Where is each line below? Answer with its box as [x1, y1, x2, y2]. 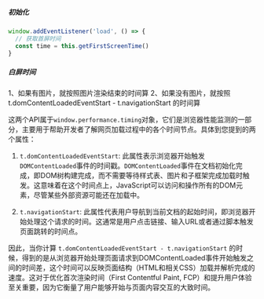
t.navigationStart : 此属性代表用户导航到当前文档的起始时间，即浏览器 [19, 207, 249, 217]
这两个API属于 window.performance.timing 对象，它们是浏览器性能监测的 [8, 115, 238, 125]
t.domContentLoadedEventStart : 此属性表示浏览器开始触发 [19, 151, 206, 161]
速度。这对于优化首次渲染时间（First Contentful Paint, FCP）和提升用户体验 [8, 273, 253, 283]
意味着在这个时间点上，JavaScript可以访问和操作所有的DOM [40, 180, 236, 190]
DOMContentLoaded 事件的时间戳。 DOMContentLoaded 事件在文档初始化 [19, 161, 236, 170]
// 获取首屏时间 [15, 35, 61, 42]
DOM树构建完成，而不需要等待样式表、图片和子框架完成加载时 [40, 171, 244, 180]
